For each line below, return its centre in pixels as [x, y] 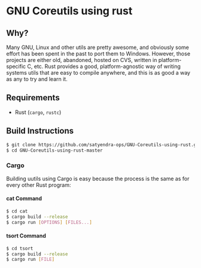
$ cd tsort [20, 248]
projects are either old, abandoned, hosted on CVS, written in [82, 60]
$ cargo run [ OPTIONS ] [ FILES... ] [49, 222]
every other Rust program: [39, 185]
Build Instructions [40, 131]
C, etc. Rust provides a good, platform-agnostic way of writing [104, 66]
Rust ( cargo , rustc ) [38, 112]
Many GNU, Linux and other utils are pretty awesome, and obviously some [98, 47]
